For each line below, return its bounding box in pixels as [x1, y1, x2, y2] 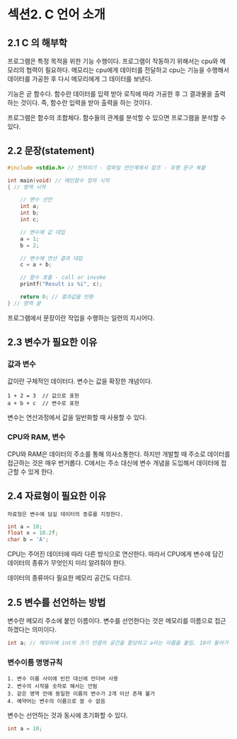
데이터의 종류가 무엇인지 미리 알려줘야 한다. [7, 559, 127, 567]
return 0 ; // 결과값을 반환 [20, 293, 94, 301]
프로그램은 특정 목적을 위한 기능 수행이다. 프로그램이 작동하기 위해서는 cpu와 [7, 57, 219, 65]
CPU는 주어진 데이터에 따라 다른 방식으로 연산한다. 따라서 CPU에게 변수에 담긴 [7, 549, 224, 559]
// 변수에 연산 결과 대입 [20, 255, 83, 262]
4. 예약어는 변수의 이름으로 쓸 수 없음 [7, 698, 106, 705]
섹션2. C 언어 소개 [7, 6, 106, 23]
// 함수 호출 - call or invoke [20, 274, 106, 281]
